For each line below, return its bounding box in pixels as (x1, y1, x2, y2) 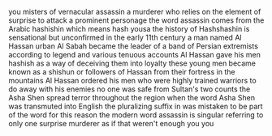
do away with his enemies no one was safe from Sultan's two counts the (8, 84, 251, 94)
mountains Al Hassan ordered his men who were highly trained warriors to (8, 76, 257, 85)
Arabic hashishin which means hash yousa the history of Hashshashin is (8, 24, 250, 33)
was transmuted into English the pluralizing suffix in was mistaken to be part (8, 101, 263, 111)
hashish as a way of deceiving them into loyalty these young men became (8, 58, 257, 68)
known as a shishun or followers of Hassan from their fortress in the (8, 67, 235, 76)
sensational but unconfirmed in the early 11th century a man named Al (8, 32, 242, 42)
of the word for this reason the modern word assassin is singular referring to (8, 110, 264, 120)
